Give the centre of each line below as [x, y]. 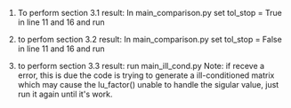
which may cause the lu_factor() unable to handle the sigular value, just [148, 85]
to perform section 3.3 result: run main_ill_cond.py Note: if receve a [141, 66]
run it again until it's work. [65, 94]
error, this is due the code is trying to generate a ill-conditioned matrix [146, 75]
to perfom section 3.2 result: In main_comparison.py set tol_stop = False [150, 39]
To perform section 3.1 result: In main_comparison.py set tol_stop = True [150, 13]
